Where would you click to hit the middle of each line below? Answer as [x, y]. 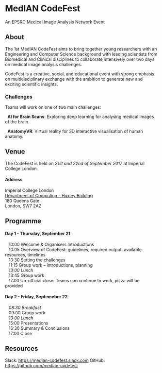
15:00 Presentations [28, 323]
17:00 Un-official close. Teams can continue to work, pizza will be [74, 280]
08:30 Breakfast [25, 307]
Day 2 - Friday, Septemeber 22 [36, 297]
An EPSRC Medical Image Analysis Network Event [55, 22]
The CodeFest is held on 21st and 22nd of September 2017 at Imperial [75, 163]
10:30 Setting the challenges [37, 260]
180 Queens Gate [22, 201]
